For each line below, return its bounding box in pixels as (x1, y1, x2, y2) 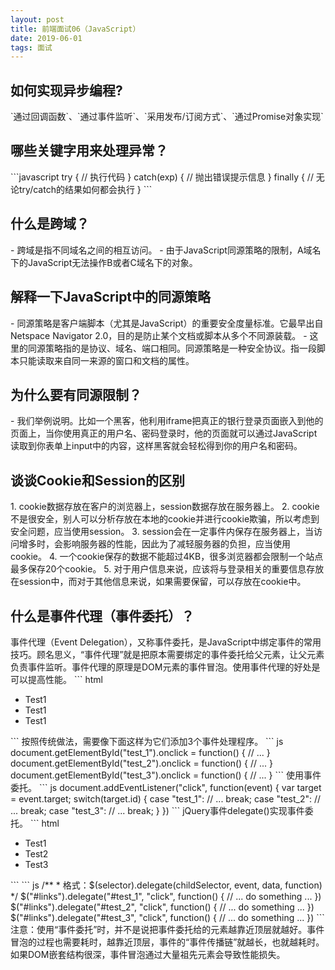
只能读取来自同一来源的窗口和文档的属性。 (18, 354, 195, 366)
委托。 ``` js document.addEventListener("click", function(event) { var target (10, 781, 322, 793)
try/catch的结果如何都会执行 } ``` (18, 183, 153, 195)
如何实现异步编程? (10, 82, 123, 99)
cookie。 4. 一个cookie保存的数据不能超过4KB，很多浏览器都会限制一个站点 (10, 551, 324, 563)
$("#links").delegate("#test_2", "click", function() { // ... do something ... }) (10, 901, 315, 913)
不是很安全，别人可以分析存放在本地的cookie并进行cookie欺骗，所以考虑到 (10, 513, 320, 525)
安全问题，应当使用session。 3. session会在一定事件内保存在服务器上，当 (10, 526, 315, 538)
